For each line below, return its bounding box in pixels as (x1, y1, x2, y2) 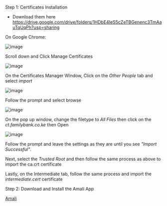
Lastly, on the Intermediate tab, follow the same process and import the (5, 171, 152, 177)
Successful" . (5, 146, 31, 152)
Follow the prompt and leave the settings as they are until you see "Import (5, 141, 157, 147)
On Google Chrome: (5, 34, 46, 40)
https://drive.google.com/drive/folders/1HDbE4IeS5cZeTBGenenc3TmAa (12, 19, 162, 25)
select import (5, 78, 32, 84)
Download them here (12, 14, 56, 19)
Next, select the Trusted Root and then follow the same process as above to (5, 156, 161, 162)
